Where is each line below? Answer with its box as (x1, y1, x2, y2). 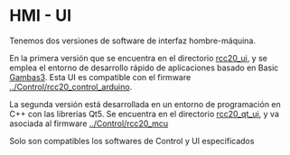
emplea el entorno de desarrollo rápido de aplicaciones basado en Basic (9, 62, 279, 73)
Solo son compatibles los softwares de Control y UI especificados (9, 135, 255, 146)
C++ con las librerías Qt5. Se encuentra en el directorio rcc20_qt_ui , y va (9, 108, 280, 119)
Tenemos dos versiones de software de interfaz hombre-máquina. (9, 35, 256, 46)
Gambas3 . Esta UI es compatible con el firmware (9, 71, 192, 82)
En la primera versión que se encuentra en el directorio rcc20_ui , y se (9, 52, 268, 63)
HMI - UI (9, 5, 72, 26)
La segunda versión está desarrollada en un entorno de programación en (9, 98, 282, 109)
